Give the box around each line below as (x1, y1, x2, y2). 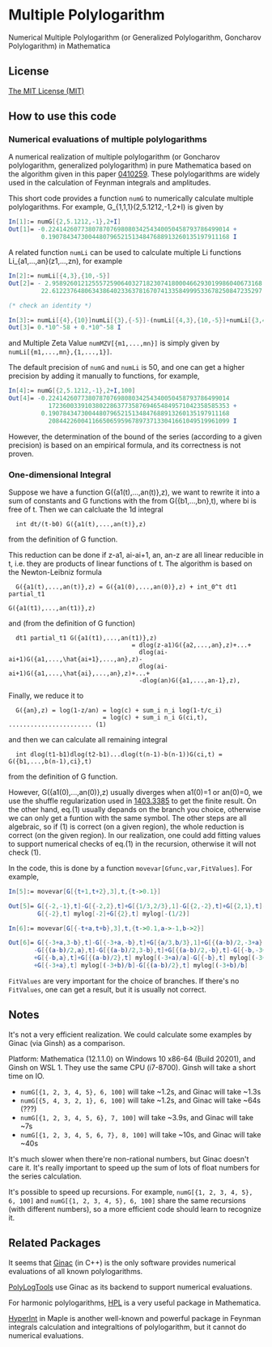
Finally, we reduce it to (8, 690, 84, 700)
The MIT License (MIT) (8, 86, 85, 96)
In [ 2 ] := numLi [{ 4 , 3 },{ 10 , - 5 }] (8, 272, 111, 280)
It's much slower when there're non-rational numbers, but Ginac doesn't (8, 1154, 249, 1163)
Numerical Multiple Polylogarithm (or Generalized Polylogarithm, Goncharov (8, 32, 261, 42)
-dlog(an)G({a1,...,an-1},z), (138, 676, 241, 685)
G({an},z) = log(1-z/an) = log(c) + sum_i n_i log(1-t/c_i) (15, 706, 223, 714)
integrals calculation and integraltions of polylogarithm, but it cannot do (8, 1322, 247, 1332)
